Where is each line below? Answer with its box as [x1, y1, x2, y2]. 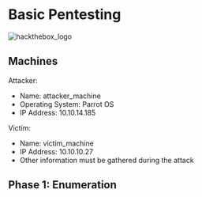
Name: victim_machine [19, 138, 95, 148]
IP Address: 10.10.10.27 [19, 146, 93, 156]
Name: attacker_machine [19, 91, 101, 100]
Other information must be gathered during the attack [19, 155, 195, 165]
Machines [8, 55, 58, 68]
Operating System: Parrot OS [19, 99, 114, 108]
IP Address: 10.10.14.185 [19, 108, 96, 117]
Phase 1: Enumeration [8, 178, 117, 191]
